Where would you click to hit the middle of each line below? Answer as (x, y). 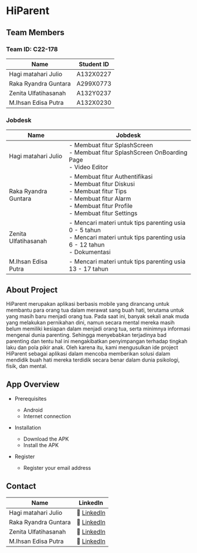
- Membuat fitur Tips (98, 192)
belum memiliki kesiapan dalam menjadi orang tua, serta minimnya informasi (98, 329)
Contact (21, 487)
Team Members (35, 33)
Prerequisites (30, 398)
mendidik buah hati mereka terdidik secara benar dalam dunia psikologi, (93, 360)
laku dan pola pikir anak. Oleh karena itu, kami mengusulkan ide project (92, 347)
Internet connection (47, 416)
